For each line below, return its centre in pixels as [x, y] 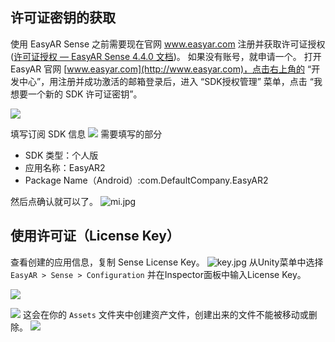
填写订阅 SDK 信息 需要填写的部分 [86, 134]
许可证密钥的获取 [63, 18]
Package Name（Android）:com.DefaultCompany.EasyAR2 [146, 180]
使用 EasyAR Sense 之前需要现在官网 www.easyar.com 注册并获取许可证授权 [168, 44]
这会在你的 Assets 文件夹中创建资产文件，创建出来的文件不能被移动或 [165, 314]
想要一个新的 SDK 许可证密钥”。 [76, 94]
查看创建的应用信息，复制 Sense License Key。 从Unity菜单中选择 [167, 262]
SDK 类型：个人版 [61, 155]
